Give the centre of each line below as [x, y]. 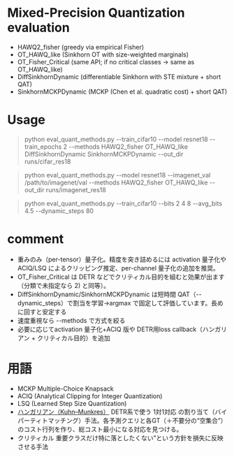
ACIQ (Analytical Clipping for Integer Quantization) [90, 396]
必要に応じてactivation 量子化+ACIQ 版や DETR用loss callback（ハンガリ [122, 329]
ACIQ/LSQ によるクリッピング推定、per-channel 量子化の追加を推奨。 [118, 268]
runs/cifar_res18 [47, 161]
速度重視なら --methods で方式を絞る [71, 320]
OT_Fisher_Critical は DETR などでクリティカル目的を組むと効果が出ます [121, 277]
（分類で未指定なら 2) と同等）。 [64, 285]
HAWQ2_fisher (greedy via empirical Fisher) [81, 47]
